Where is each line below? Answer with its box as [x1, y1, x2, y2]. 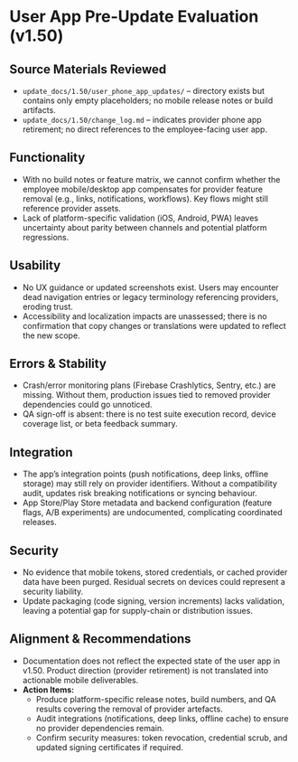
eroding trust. [22, 301, 74, 312]
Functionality [9, 150, 86, 165]
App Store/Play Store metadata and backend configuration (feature [22, 497, 273, 508]
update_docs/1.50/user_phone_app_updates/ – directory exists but [22, 86, 265, 96]
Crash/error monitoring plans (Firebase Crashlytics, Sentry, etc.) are [22, 380, 276, 390]
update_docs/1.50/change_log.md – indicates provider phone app [22, 115, 262, 125]
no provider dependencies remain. [35, 722, 164, 733]
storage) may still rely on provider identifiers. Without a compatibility [22, 478, 278, 489]
